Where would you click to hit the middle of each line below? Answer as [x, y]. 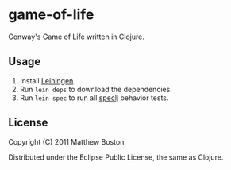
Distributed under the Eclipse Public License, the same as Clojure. [116, 157]
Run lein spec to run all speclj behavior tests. [94, 98]
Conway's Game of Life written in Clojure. [76, 37]
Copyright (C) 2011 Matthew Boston [66, 141]
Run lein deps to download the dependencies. [96, 89]
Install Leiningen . [47, 80]
